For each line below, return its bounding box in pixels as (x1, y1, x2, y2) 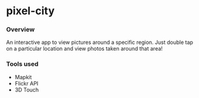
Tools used (6, 60, 39, 68)
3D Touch (14, 86, 39, 93)
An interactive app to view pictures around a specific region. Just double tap (6, 39, 194, 46)
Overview (6, 26, 35, 34)
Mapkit (14, 73, 32, 81)
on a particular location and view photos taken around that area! (6, 45, 163, 52)
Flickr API (14, 80, 39, 87)
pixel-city (6, 4, 55, 18)
